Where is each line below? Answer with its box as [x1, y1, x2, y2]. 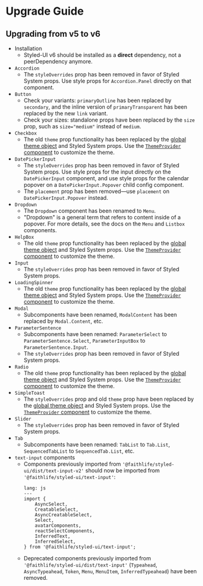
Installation [14, 45, 43, 52]
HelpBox [14, 234, 34, 240]
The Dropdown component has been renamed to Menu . [23, 207, 156, 214]
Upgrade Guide [5, 4, 84, 18]
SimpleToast [14, 390, 45, 396]
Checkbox [14, 130, 37, 136]
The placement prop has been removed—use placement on [23, 188, 170, 195]
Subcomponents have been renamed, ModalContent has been [23, 311, 177, 318]
